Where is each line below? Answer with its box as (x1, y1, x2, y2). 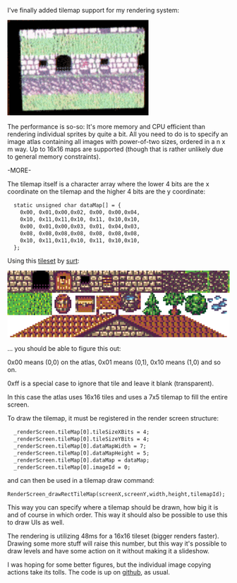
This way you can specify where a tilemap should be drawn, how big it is (7, 503, 219, 512)
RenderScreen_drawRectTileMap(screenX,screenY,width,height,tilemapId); (7, 491, 226, 498)
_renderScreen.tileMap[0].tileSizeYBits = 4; (13, 435, 150, 443)
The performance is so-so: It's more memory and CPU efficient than (7, 123, 206, 131)
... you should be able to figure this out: (7, 344, 121, 353)
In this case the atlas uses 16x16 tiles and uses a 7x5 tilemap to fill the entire (7, 393, 228, 402)
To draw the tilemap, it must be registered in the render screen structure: (7, 414, 219, 423)
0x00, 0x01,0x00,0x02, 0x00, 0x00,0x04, (20, 209, 140, 216)
